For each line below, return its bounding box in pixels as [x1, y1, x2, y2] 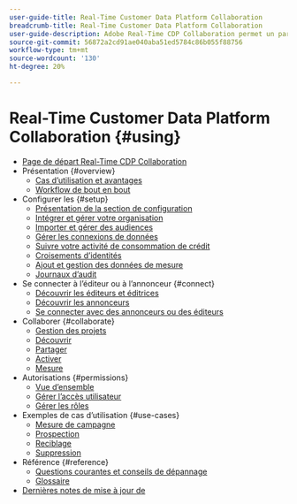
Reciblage [34, 438, 72, 448]
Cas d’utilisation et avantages [34, 174, 143, 186]
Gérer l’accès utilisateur [34, 391, 122, 401]
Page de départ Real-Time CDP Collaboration [21, 156, 187, 166]
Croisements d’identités [34, 249, 122, 261]
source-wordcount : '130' [9, 54, 101, 63]
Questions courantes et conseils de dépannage [34, 466, 208, 477]
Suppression [34, 447, 82, 458]
